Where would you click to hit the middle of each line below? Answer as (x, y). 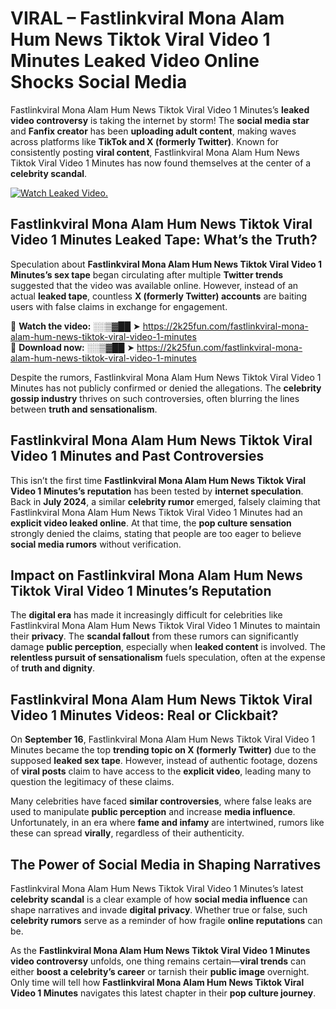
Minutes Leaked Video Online (135, 61)
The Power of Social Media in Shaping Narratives (166, 864)
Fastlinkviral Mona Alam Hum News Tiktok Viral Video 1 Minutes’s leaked (160, 109)
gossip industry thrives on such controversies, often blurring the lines (155, 398)
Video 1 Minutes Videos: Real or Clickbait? (144, 715)
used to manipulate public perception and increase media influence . (153, 812)
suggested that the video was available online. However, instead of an (154, 285)
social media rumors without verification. (96, 544)
